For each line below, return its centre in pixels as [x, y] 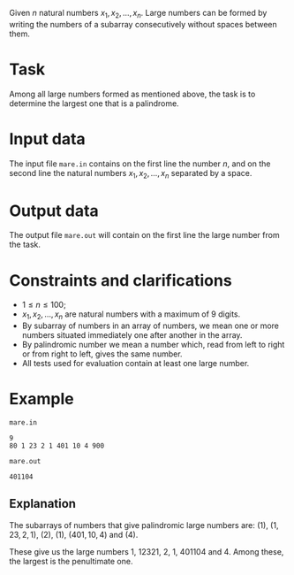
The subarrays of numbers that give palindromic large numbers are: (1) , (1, [144, 525]
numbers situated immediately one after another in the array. [132, 335]
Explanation [43, 504]
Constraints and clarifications [121, 280]
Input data [47, 138]
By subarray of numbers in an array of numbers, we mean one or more [151, 326]
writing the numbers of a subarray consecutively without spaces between [143, 24]
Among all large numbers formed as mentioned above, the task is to [132, 94]
